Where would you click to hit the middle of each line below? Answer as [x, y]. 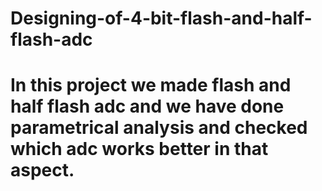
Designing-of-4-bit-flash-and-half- [161, 18]
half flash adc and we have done [147, 106]
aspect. [42, 170]
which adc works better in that [139, 149]
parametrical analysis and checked [159, 128]
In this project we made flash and [151, 85]
